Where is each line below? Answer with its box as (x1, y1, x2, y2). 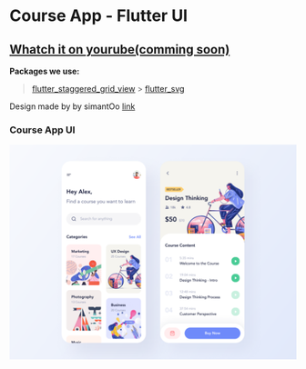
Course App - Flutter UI (9, 5, 189, 26)
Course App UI (9, 124, 76, 136)
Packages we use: (9, 65, 80, 76)
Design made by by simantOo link (9, 101, 136, 112)
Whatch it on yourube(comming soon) (9, 42, 230, 57)
